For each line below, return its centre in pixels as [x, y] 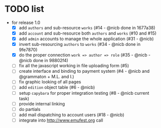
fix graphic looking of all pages [50, 82]
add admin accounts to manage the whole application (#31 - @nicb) [86, 39]
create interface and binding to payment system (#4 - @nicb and [84, 71]
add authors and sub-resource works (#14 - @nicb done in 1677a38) [87, 27]
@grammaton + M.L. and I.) [46, 77]
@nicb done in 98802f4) [44, 61]
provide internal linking [42, 104]
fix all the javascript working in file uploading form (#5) [74, 66]
